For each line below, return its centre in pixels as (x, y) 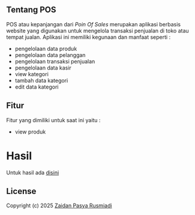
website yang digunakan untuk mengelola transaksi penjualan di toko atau (97, 31)
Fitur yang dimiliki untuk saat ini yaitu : (53, 120)
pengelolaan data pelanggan (50, 55)
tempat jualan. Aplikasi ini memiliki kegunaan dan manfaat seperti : (88, 37)
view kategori (32, 74)
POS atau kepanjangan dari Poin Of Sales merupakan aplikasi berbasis (94, 24)
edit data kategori (37, 87)
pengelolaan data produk (46, 49)
